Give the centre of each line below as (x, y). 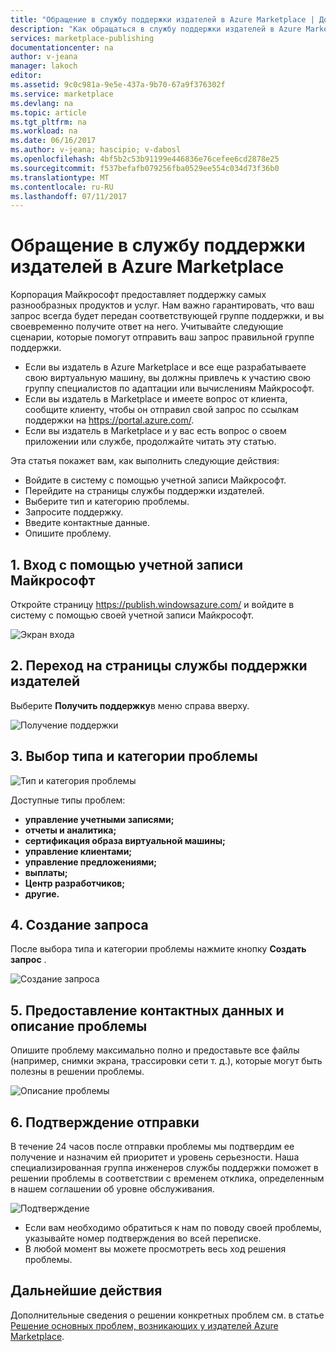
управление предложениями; (91, 862)
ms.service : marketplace (62, 94)
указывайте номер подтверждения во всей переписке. (143, 1238)
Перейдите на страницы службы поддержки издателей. (144, 491)
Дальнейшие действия (86, 1291)
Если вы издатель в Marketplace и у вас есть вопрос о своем (155, 431)
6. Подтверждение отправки (105, 1122)
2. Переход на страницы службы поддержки (159, 666)
